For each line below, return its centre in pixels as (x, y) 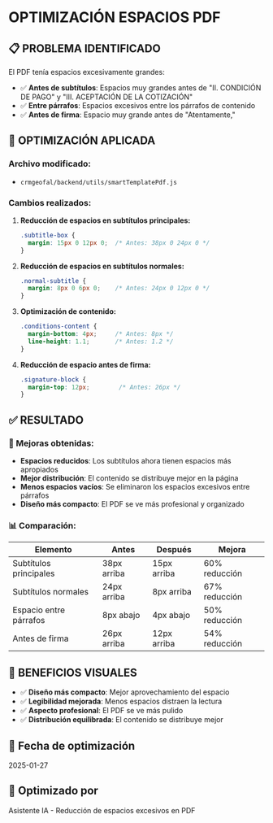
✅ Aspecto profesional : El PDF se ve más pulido (102, 711)
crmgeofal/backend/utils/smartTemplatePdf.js (98, 182)
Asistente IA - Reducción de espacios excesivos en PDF (102, 810)
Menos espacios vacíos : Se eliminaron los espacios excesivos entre (135, 487)
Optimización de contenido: (68, 311)
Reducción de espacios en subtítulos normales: (102, 266)
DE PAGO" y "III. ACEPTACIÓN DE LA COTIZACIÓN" (106, 97)
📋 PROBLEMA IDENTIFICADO (84, 48)
